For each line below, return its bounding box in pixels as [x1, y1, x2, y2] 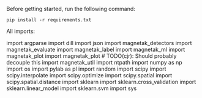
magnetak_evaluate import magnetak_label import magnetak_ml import [6, 46, 185, 53]
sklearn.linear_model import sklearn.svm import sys [6, 85, 137, 92]
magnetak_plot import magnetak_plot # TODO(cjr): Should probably [6, 52, 177, 60]
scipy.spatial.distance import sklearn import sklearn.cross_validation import [6, 79, 196, 85]
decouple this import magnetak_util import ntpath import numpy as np [6, 59, 182, 66]
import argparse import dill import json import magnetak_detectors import [6, 40, 192, 46]
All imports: [6, 27, 36, 35]
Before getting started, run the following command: [6, 5, 136, 12]
